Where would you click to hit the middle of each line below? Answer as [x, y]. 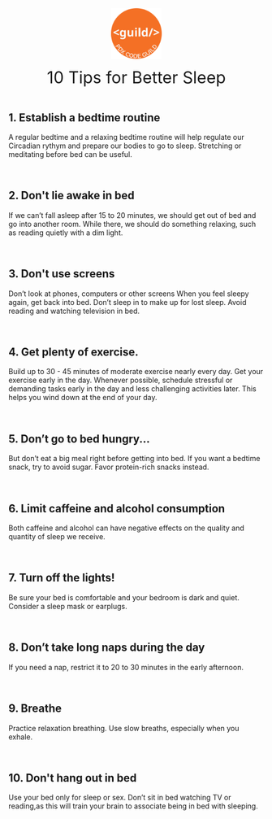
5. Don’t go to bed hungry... [79, 439]
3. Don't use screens [62, 274]
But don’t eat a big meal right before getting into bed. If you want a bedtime [134, 459]
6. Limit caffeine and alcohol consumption [117, 508]
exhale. [21, 737]
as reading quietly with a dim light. [66, 233]
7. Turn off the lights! [62, 578]
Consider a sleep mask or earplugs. [68, 606]
